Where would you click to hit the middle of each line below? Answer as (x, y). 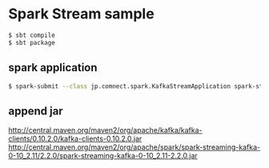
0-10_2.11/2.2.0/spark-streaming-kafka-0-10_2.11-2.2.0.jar (103, 156)
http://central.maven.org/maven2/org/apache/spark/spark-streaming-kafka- (134, 147)
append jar (36, 111)
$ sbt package (32, 42)
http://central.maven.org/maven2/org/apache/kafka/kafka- (105, 130)
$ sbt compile (32, 35)
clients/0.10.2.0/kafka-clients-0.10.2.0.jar (75, 139)
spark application (53, 68)
